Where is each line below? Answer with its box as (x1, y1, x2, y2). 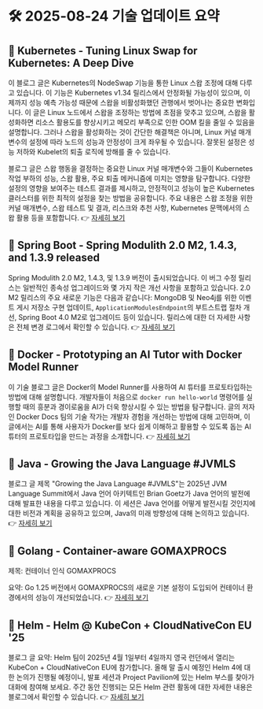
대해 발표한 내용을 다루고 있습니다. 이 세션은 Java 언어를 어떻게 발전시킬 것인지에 (8, 499, 256, 508)
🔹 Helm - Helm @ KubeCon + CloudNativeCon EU (8, 618, 253, 632)
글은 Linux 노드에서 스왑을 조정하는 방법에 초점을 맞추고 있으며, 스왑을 (32, 108, 247, 117)
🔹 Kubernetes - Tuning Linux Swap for (8, 44, 198, 58)
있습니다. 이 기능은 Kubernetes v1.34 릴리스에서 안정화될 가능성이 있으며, (16, 88, 243, 97)
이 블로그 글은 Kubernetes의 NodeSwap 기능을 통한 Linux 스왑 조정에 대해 (8, 78, 239, 87)
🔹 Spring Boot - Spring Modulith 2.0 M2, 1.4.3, (8, 239, 237, 252)
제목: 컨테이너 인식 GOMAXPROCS (8, 566, 116, 576)
